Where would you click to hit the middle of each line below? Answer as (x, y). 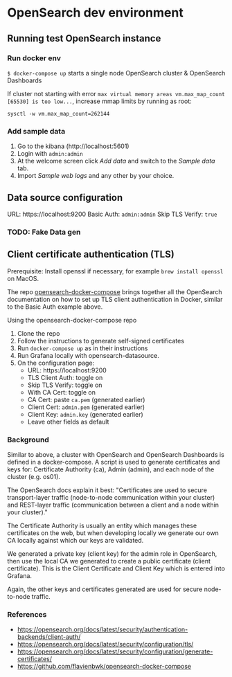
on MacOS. (23, 278)
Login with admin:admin (50, 154)
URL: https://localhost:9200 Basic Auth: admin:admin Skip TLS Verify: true (112, 214)
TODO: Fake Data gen (44, 232)
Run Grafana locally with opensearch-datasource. (88, 355)
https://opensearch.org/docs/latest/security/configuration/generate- (115, 651)
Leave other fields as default (68, 422)
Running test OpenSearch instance (84, 38)
